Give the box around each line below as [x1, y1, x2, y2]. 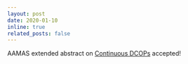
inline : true [7, 23, 46, 30]
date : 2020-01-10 [7, 17, 58, 24]
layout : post [7, 10, 46, 18]
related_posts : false [7, 30, 71, 37]
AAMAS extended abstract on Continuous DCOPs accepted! [7, 49, 181, 58]
